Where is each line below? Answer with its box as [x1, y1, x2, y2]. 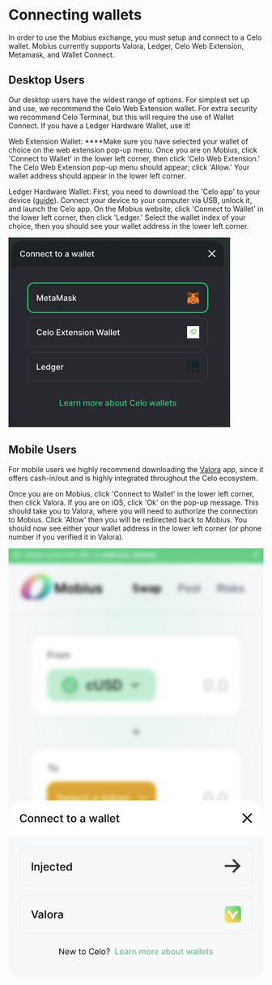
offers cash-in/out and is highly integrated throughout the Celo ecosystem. [8, 473, 258, 483]
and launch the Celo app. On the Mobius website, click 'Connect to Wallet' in [8, 204, 264, 213]
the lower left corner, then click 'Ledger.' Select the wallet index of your [8, 213, 246, 222]
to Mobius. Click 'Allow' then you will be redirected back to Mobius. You [8, 514, 248, 524]
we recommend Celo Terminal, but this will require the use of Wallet [8, 112, 235, 122]
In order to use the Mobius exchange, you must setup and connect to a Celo [8, 32, 262, 42]
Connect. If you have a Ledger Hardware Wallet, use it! [8, 120, 191, 131]
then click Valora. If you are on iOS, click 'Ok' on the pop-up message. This [8, 497, 259, 507]
